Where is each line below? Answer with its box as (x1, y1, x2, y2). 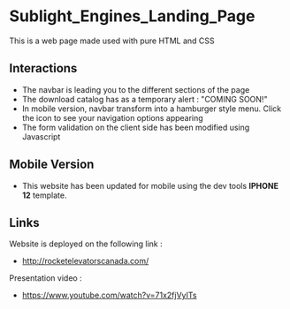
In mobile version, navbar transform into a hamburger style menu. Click (21, 103, 281, 114)
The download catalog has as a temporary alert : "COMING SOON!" (21, 94, 268, 104)
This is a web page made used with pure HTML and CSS (9, 35, 215, 46)
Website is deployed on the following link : (9, 238, 163, 249)
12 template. (21, 190, 67, 200)
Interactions (9, 61, 78, 76)
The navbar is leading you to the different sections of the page (21, 84, 250, 94)
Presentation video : (9, 273, 82, 283)
